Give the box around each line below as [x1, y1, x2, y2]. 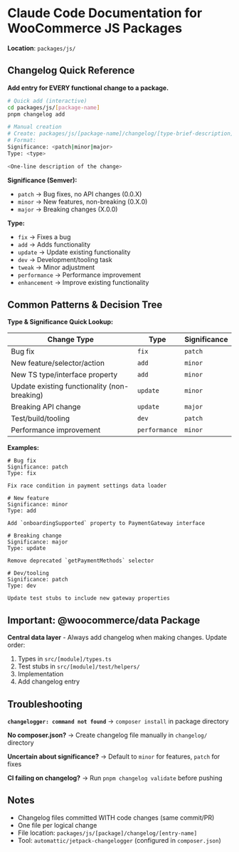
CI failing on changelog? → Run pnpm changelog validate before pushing [7, 773, 223, 783]
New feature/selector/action [11, 359, 105, 369]
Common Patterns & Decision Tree [7, 299, 163, 311]
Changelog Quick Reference [7, 64, 135, 76]
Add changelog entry [17, 677, 80, 686]
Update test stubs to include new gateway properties [7, 595, 171, 602]
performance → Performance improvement [17, 270, 141, 279]
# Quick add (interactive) [7, 97, 87, 104]
